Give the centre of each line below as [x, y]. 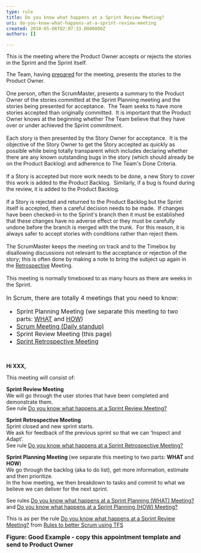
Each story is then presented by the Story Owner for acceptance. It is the [97, 138]
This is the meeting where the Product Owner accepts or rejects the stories [99, 56]
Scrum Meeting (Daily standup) [60, 326]
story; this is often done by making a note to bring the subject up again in [96, 259]
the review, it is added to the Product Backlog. [63, 189]
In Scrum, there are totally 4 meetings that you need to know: [92, 298]
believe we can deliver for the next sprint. [57, 489]
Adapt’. [15, 439]
